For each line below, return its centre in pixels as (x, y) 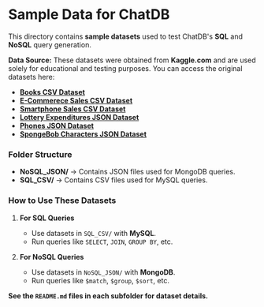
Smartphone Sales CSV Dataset (73, 109)
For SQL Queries (47, 218)
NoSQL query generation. (50, 44)
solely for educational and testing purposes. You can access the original (125, 68)
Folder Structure (40, 154)
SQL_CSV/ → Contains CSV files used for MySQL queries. (113, 180)
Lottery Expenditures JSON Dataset (79, 117)
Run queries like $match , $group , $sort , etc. (100, 280)
